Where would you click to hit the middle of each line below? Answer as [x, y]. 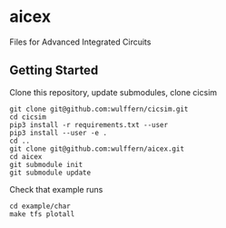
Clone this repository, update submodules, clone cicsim [113, 92]
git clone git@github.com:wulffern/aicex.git [97, 149]
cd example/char [40, 206]
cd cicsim [28, 117]
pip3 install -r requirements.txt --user [89, 124]
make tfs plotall [42, 214]
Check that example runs [56, 189]
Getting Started [54, 70]
